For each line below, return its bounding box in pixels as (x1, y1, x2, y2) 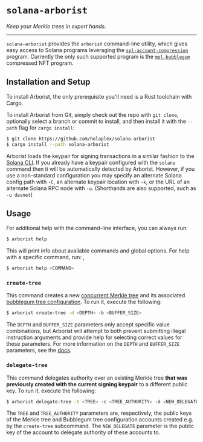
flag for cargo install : (18, 124, 76, 131)
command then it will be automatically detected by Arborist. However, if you (6, 165, 195, 173)
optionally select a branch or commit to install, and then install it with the (6, 117, 186, 125)
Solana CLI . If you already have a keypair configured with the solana (6, 159, 176, 166)
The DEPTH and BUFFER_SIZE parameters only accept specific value (6, 321, 170, 328)
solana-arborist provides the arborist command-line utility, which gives (6, 40, 188, 47)
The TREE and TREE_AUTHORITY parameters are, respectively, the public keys (6, 409, 192, 417)
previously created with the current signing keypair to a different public (6, 380, 188, 388)
